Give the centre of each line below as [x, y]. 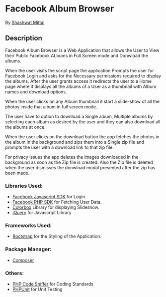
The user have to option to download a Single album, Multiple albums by [79, 116]
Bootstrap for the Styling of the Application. [57, 236]
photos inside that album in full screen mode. [51, 107]
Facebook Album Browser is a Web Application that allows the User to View [83, 50]
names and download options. [36, 92]
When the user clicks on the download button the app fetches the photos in [83, 137]
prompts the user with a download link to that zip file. [60, 147]
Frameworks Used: [29, 225]
